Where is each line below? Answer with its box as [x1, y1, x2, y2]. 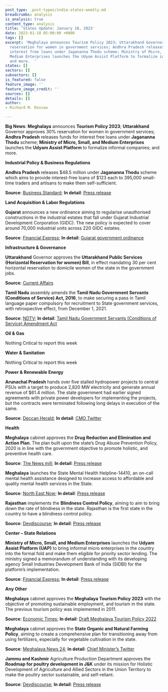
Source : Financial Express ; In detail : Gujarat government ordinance [5, 235, 144, 241]
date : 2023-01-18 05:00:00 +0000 [5, 31, 75, 36]
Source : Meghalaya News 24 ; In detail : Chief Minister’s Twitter [5, 646, 135, 652]
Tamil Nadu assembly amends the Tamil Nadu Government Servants [5, 290, 149, 296]
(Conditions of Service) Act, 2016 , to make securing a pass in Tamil [5, 295, 146, 301]
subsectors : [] [5, 73, 37, 78]
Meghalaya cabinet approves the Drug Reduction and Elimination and [5, 434, 151, 440]
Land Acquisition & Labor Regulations [5, 199, 85, 205]
